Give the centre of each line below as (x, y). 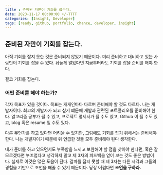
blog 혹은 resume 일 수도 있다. (41, 122)
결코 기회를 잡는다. (23, 79)
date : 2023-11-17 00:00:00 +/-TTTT (41, 14)
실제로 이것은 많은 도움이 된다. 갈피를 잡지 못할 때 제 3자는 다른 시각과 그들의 (84, 161)
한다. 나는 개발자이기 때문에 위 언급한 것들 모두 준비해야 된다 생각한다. (71, 139)
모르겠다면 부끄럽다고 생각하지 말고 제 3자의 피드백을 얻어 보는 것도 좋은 (73, 156)
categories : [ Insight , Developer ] (40, 18)
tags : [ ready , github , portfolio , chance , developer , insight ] (71, 23)
